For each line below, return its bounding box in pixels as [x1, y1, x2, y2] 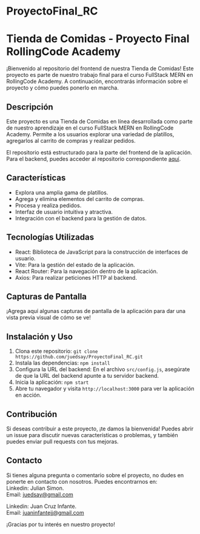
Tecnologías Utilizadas [6, 232, 95, 243]
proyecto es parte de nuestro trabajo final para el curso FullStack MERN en [6, 71, 193, 79]
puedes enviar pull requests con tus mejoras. [6, 438, 119, 445]
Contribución [6, 409, 58, 419]
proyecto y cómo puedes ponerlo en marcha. [6, 84, 119, 91]
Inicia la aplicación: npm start [15, 378, 89, 386]
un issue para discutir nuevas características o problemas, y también [6, 432, 179, 438]
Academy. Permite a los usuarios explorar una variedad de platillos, [6, 130, 175, 137]
